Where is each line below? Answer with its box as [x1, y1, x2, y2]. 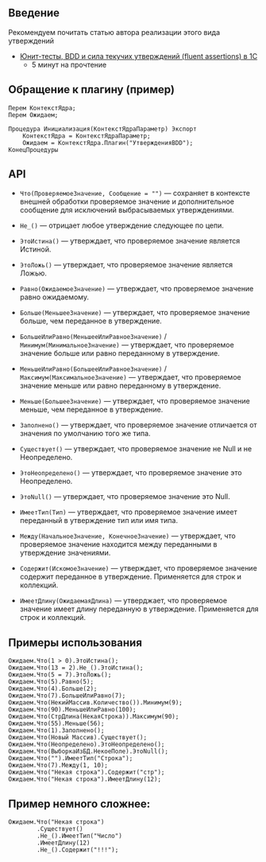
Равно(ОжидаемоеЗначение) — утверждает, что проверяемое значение [19, 284, 254, 294]
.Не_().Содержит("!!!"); [37, 846, 119, 854]
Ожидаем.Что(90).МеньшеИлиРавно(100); [8, 706, 137, 714]
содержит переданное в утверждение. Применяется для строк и [19, 572, 242, 582]
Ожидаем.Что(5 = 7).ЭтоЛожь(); [8, 671, 112, 679]
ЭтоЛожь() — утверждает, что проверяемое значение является [19, 260, 233, 270]
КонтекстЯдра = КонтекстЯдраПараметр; [22, 131, 151, 140]
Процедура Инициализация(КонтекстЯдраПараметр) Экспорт [8, 125, 197, 133]
